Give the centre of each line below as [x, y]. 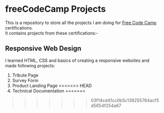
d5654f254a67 [106, 105]
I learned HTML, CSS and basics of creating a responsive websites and [77, 60]
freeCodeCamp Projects [55, 9]
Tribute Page [25, 75]
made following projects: [30, 65]
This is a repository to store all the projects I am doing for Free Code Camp [81, 23]
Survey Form [25, 80]
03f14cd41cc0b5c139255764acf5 [125, 100]
